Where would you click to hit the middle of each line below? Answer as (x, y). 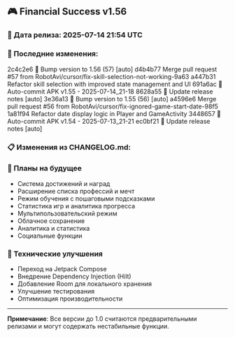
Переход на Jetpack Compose (62, 269)
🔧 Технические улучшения (55, 254)
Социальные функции (50, 236)
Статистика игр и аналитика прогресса (76, 206)
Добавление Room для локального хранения (85, 284)
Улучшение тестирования (56, 292)
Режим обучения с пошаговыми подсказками (86, 199)
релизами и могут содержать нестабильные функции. (88, 327)
